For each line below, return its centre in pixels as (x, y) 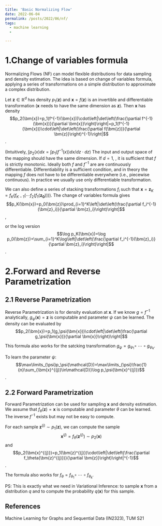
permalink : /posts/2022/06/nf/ (37, 18)
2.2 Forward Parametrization (49, 393)
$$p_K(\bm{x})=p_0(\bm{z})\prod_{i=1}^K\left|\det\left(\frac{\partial (74, 204)
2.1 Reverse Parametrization (48, 299)
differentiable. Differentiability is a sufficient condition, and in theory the (76, 169)
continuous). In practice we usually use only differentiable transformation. (79, 180)
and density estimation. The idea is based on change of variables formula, (79, 79)
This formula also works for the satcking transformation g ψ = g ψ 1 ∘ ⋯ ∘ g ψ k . (80, 347)
